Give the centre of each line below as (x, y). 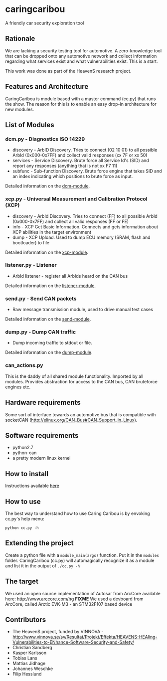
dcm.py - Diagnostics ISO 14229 (45, 139)
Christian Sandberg (32, 648)
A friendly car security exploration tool (45, 23)
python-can (24, 453)
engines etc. (18, 387)
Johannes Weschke (33, 669)
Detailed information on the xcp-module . (47, 252)
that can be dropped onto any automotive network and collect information (81, 56)
